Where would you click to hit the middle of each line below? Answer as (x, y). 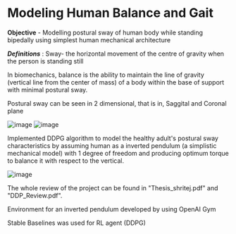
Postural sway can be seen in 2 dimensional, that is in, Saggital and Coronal (117, 103)
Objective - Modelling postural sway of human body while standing (105, 32)
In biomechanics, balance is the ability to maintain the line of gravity (106, 75)
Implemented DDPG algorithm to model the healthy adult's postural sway (113, 138)
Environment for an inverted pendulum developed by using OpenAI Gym (112, 209)
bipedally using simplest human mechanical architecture (89, 39)
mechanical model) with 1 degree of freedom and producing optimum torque (118, 153)
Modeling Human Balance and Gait (110, 13)
